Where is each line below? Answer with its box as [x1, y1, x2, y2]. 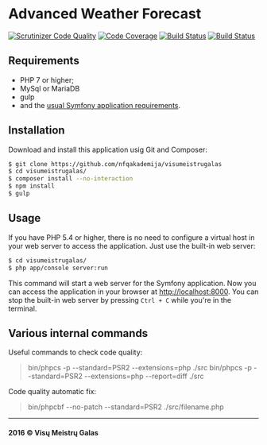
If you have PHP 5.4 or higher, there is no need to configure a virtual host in [8, 232, 255, 242]
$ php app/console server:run [8, 264, 109, 272]
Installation [8, 124, 65, 137]
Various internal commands [8, 327, 149, 340]
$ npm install [8, 182, 56, 191]
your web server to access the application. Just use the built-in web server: [8, 241, 256, 250]
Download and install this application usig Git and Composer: [8, 145, 208, 154]
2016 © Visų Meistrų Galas [8, 428, 99, 437]
